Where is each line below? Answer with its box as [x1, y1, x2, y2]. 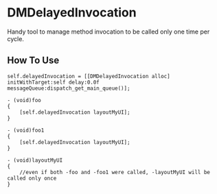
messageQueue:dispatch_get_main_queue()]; [7, 84, 130, 92]
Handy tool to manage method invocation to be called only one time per [7, 27, 210, 36]
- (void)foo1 [7, 127, 45, 134]
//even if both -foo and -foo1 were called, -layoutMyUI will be [19, 169, 211, 175]
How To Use [7, 55, 60, 66]
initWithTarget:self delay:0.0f [7, 79, 100, 86]
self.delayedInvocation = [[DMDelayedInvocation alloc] [7, 73, 170, 80]
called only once [7, 175, 57, 182]
